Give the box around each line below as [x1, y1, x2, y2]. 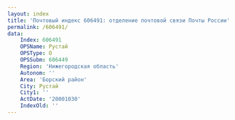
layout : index [7, 10, 50, 18]
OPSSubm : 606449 [20, 56, 69, 64]
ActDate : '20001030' [20, 96, 81, 103]
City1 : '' [20, 89, 50, 96]
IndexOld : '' [20, 102, 59, 109]
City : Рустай [20, 83, 59, 90]
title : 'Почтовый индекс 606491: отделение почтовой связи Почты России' [7, 17, 231, 24]
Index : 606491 [20, 37, 62, 44]
